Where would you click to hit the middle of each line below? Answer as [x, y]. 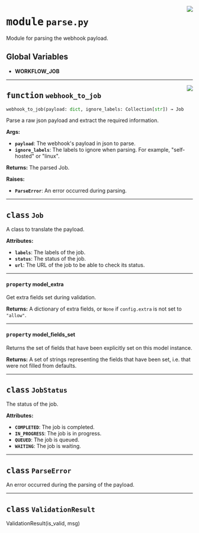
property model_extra [35, 284]
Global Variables [37, 57]
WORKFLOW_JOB [37, 71]
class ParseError [39, 471]
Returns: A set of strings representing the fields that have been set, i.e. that [98, 359]
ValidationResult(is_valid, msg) [43, 523]
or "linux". [47, 156]
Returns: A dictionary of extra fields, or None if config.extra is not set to [94, 309]
